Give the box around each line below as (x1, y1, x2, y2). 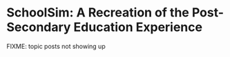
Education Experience (73, 19, 203, 35)
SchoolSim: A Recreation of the (6, 5, 189, 21)
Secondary (6, 19, 71, 35)
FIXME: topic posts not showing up (6, 42, 106, 50)
